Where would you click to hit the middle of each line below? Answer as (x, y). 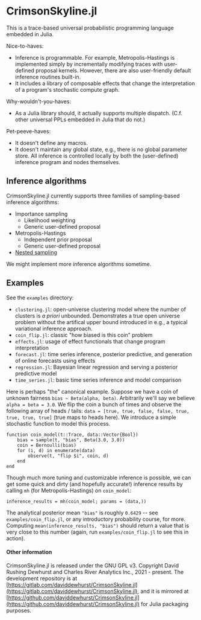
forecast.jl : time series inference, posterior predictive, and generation (104, 354)
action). (16, 538)
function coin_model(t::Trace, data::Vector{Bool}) (72, 435)
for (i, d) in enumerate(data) (56, 450)
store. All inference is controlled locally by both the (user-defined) (97, 156)
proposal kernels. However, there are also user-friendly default (113, 70)
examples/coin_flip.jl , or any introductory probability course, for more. (96, 519)
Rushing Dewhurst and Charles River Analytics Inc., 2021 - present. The (95, 572)
